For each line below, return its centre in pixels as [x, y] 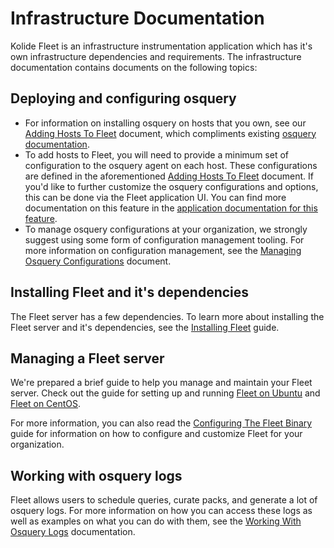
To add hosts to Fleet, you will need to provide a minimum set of [156, 154]
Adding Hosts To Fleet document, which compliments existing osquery [170, 133]
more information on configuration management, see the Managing [163, 250]
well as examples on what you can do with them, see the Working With [156, 521]
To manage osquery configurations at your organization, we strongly [166, 229]
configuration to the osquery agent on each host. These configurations [171, 165]
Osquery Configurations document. [98, 261]
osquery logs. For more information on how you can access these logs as [161, 511]
